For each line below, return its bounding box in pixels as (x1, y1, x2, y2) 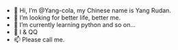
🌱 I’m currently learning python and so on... (13, 21, 136, 28)
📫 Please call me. (13, 36, 65, 43)
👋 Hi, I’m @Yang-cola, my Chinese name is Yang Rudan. (13, 7, 171, 14)
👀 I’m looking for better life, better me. (13, 14, 121, 22)
